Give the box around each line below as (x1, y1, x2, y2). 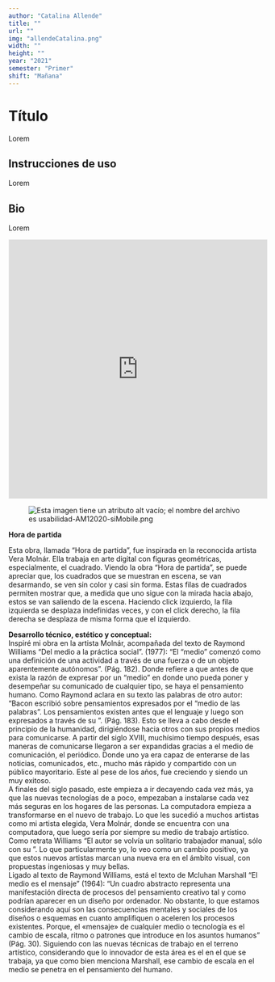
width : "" (8, 42, 42, 50)
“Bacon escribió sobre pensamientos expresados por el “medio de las (8, 698, 240, 708)
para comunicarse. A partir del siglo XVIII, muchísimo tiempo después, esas (8, 733, 260, 743)
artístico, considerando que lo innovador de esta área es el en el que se (8, 947, 247, 958)
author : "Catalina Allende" (8, 11, 103, 20)
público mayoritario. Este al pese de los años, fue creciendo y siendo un (8, 767, 248, 777)
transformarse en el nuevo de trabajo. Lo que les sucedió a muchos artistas (8, 810, 260, 820)
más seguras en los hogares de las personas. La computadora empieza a (8, 802, 252, 811)
